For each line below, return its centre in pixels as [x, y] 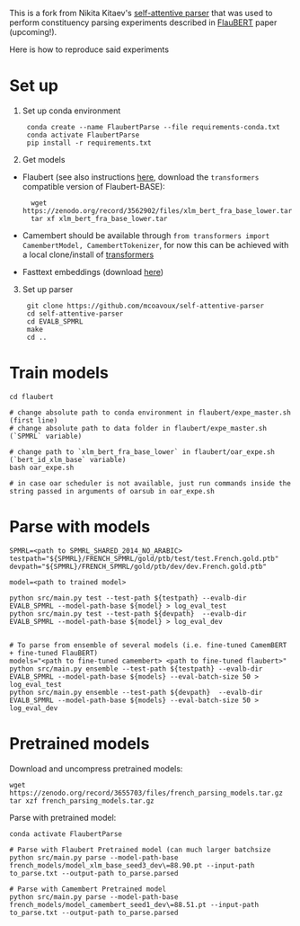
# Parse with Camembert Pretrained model [88, 889]
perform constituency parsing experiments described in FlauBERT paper [143, 22]
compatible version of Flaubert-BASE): [94, 186]
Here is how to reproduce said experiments [89, 49]
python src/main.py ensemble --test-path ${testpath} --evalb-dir [136, 669]
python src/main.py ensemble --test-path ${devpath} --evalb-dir [136, 692]
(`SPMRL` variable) [46, 436]
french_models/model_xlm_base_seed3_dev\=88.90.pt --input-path [132, 865]
